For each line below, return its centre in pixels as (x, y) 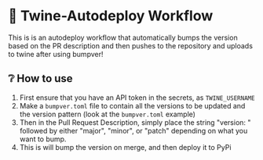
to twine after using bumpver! (56, 54)
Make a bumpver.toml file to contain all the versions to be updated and (132, 105)
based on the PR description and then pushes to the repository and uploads (131, 45)
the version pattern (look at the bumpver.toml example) (108, 114)
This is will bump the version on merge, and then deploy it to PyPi (125, 147)
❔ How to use (40, 78)
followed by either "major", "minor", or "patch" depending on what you (133, 130)
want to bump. (43, 139)
